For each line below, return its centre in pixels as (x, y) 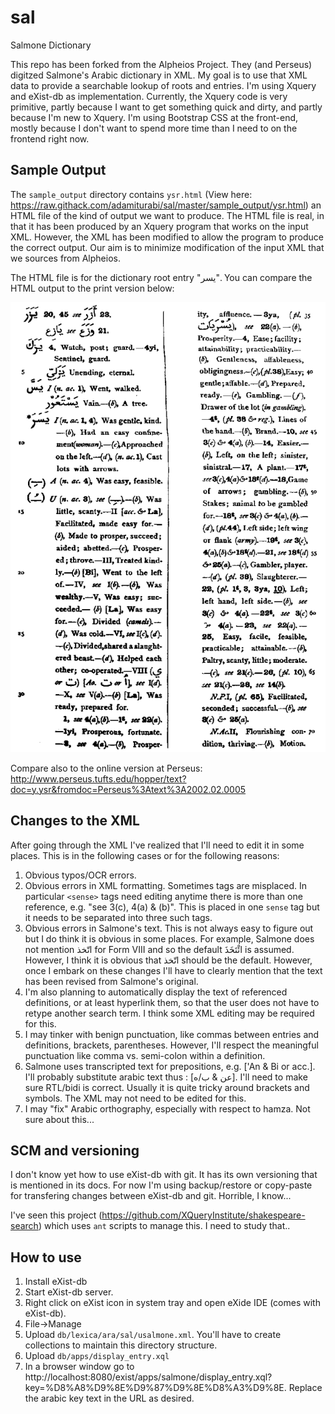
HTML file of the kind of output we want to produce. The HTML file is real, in (167, 215)
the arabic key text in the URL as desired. (109, 1398)
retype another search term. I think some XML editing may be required (169, 1013)
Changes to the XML (75, 821)
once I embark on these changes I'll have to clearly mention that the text (173, 970)
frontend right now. (50, 138)
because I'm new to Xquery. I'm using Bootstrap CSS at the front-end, (154, 117)
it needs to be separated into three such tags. (118, 917)
